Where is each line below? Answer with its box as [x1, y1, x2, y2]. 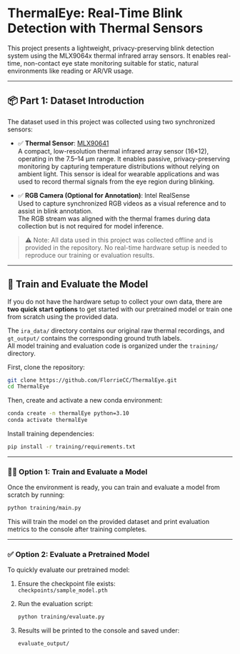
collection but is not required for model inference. [17, 221, 164, 230]
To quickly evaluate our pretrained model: [7, 565, 130, 574]
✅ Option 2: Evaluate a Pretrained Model [7, 550, 150, 560]
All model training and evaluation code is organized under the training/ [7, 341, 219, 350]
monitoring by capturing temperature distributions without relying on [17, 162, 220, 171]
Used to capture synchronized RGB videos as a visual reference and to [17, 198, 226, 208]
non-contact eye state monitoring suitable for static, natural [24, 59, 199, 67]
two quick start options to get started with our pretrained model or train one [7, 305, 233, 313]
